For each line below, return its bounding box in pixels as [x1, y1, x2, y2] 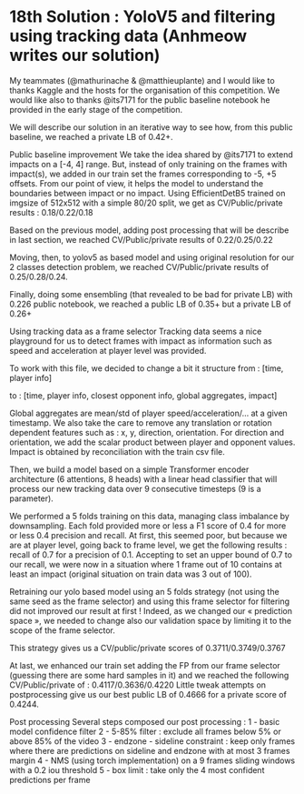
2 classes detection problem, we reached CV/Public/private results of [9, 261, 270, 272]
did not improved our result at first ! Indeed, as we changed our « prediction [9, 605, 293, 616]
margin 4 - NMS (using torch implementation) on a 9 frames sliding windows [9, 755, 296, 766]
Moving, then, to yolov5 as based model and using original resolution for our [9, 252, 295, 263]
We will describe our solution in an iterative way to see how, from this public [9, 121, 293, 133]
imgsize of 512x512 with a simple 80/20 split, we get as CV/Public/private [9, 197, 283, 208]
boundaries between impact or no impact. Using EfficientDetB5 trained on [9, 187, 286, 198]
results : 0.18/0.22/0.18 [9, 206, 93, 217]
